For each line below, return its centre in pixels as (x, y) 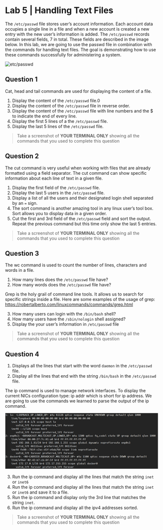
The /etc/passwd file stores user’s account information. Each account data (79, 24)
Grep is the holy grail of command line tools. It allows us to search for (74, 294)
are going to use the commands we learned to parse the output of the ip (77, 401)
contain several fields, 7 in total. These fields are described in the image (77, 39)
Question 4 (22, 354)
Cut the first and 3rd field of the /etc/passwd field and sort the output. (81, 218)
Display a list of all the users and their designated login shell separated (83, 198)
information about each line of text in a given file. (54, 178)
